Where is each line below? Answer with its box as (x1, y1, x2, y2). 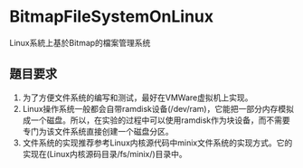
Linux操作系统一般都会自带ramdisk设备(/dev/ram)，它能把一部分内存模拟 (22, 103, 294, 114)
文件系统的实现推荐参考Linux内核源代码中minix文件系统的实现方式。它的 (22, 137, 293, 148)
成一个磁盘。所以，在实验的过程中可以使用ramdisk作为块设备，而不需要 (22, 115, 291, 126)
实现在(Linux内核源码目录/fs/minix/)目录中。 (22, 148, 187, 159)
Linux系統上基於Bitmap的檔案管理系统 (9, 37, 151, 48)
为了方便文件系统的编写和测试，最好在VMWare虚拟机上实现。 (22, 92, 253, 103)
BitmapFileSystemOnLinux (9, 6, 214, 27)
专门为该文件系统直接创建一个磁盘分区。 (22, 126, 174, 136)
